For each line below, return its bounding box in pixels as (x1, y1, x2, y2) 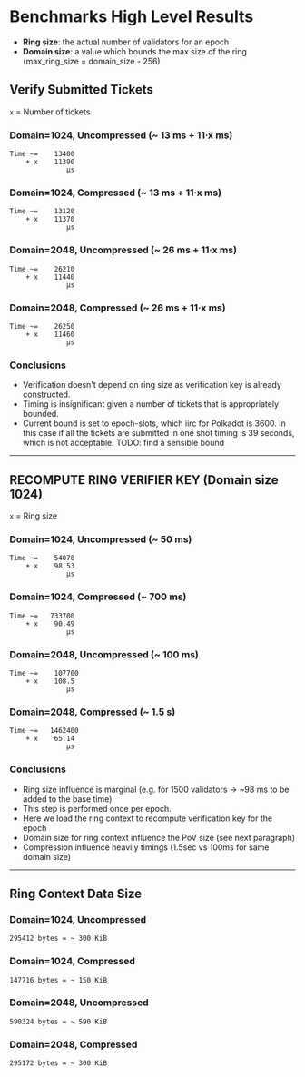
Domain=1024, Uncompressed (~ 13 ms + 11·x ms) (9, 129, 233, 142)
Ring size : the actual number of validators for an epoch (22, 36, 230, 47)
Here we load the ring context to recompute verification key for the (22, 813, 273, 824)
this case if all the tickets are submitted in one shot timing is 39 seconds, (22, 428, 295, 439)
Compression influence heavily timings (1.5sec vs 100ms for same (22, 842, 270, 853)
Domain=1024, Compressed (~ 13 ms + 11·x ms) (9, 186, 222, 199)
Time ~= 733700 (9, 611, 75, 620)
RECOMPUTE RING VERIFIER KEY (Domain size (9, 472, 279, 488)
